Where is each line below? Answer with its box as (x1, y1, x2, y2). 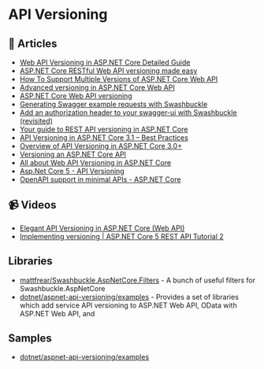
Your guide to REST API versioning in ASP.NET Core (19, 124, 188, 134)
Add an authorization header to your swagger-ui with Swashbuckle (19, 108, 238, 117)
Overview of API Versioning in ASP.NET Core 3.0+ (19, 142, 183, 150)
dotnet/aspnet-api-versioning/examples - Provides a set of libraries (19, 292, 239, 301)
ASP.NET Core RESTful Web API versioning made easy (19, 66, 198, 76)
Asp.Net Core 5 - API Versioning (19, 167, 125, 175)
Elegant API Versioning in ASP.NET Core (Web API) (19, 223, 185, 233)
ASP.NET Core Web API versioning (19, 91, 132, 100)
